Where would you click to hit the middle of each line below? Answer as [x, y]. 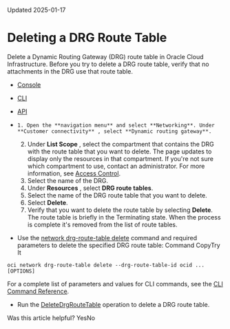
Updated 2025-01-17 [36, 10]
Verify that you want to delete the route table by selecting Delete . [120, 210]
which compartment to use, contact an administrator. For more [116, 166]
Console [29, 85]
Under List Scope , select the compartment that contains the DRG [121, 144]
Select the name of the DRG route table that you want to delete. [117, 195]
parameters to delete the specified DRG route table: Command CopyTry [118, 245]
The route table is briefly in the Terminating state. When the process [124, 217]
